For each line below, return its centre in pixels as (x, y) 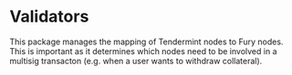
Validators (49, 17)
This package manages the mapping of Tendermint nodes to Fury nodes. (146, 42)
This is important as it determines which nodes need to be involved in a (143, 51)
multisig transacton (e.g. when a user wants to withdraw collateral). (136, 61)
